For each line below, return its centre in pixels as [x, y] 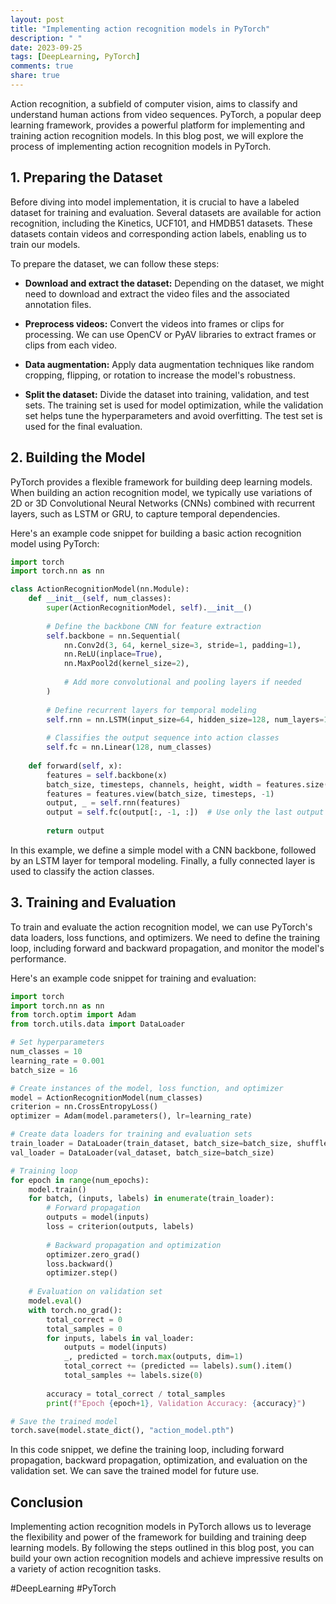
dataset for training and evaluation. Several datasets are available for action [166, 212]
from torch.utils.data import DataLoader [98, 1024]
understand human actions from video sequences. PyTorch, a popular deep [166, 114]
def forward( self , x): [75, 766]
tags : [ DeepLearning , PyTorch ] [75, 57]
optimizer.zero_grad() [93, 1254]
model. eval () [55, 1301]
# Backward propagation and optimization [134, 1245]
